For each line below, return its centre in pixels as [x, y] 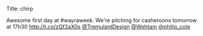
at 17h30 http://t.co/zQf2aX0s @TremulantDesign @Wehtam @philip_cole [98, 27]
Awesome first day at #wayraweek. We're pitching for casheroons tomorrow [102, 20]
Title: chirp [20, 9]
